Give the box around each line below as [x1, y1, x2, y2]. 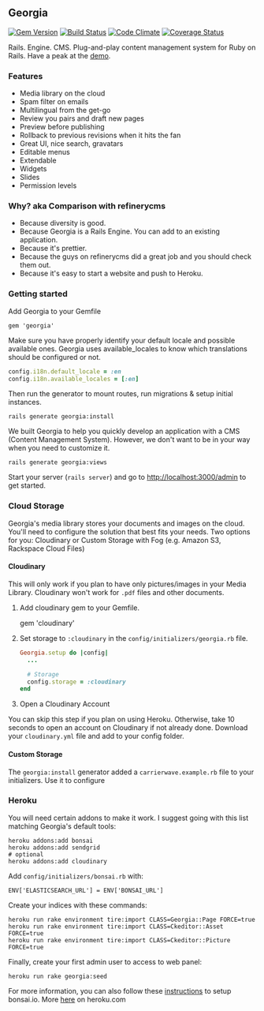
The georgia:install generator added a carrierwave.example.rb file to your [8, 767, 255, 777]
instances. [8, 398, 42, 407]
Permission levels [19, 181, 77, 190]
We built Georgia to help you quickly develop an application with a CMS [8, 426, 240, 436]
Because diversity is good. [19, 219, 106, 228]
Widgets [19, 164, 47, 174]
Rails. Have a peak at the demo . [8, 51, 111, 60]
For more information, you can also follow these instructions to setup [8, 986, 232, 995]
